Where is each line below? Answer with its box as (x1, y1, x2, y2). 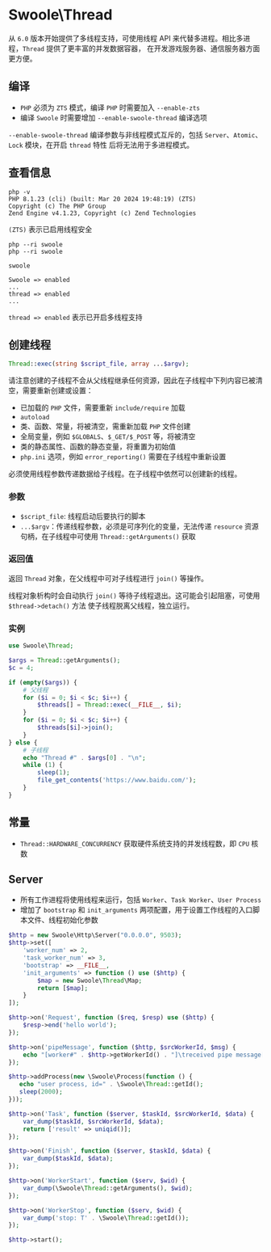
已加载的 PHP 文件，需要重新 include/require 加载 (19, 403, 186, 413)
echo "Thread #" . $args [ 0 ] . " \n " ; (23, 753, 147, 761)
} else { (8, 738, 38, 747)
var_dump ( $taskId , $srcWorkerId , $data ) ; (23, 1117, 164, 1125)
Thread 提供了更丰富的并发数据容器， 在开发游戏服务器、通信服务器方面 (23, 43, 261, 53)
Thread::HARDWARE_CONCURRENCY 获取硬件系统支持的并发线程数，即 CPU (19, 838, 250, 848)
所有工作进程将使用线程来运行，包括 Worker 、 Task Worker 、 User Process (19, 895, 262, 904)
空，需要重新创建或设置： (8, 386, 94, 395)
